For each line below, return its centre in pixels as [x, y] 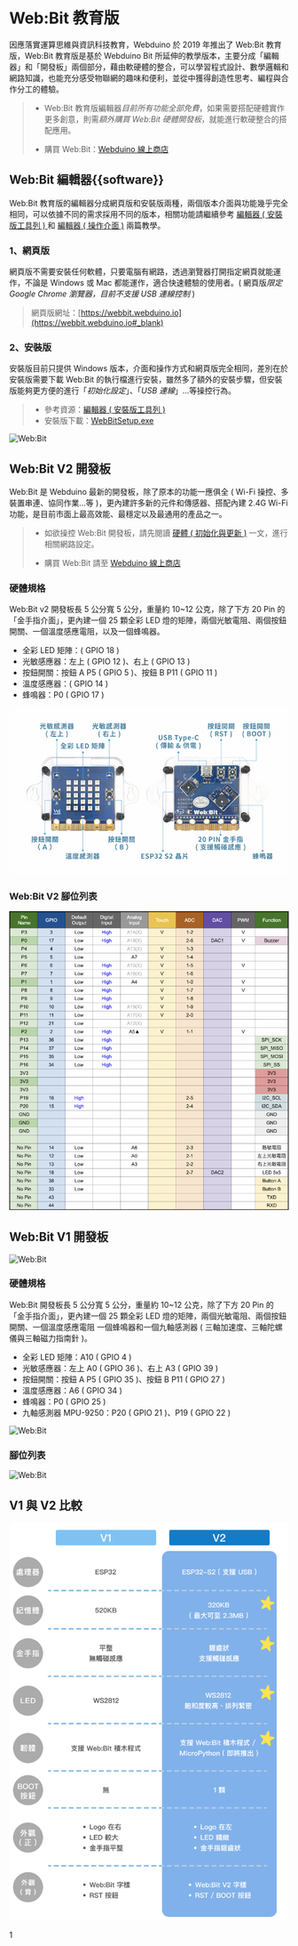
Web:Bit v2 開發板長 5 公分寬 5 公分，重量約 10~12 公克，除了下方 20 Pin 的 [147, 610]
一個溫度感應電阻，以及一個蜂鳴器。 [98, 632]
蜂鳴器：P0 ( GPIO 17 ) [63, 695]
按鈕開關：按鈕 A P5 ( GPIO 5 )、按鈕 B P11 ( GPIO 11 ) [120, 673]
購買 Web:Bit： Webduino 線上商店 [106, 149]
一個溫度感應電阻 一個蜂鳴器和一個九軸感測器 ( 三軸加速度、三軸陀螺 [157, 1327]
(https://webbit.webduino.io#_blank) [97, 323]
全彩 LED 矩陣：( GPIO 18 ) [71, 650]
